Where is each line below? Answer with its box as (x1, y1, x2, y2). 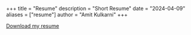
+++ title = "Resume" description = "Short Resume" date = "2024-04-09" (6, 5, 186, 12)
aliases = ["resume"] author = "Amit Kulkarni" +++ (6, 11, 128, 18)
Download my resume (6, 23, 60, 29)
